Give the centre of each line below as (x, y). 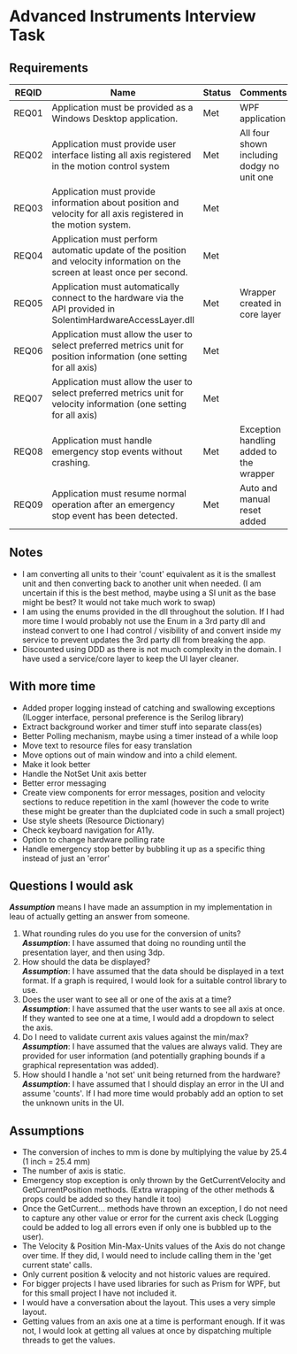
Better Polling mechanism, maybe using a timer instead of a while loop (150, 735)
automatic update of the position (119, 250)
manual (255, 499)
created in (261, 303)
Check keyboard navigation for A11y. (88, 830)
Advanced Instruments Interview (133, 16)
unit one (257, 177)
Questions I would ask (72, 886)
